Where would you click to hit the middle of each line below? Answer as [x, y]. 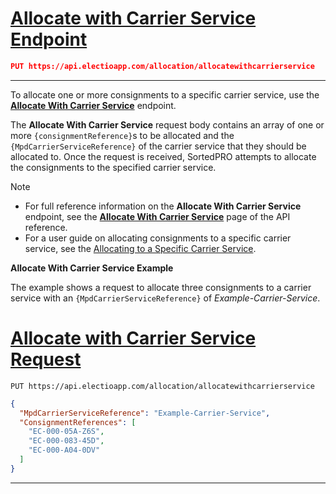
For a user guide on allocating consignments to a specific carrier [158, 238]
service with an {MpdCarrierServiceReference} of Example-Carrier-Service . [165, 298]
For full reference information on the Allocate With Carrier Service [163, 206]
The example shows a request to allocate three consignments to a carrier [161, 287]
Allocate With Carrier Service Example [92, 268]
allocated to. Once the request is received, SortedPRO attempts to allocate [163, 156]
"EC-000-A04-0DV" [64, 450]
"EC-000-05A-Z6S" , [66, 432]
